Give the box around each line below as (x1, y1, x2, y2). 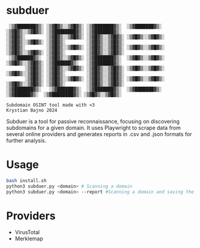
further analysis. (6, 137, 47, 144)
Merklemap (14, 235, 44, 243)
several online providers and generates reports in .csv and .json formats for (6, 130, 192, 138)
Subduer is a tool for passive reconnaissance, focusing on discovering (6, 117, 180, 125)
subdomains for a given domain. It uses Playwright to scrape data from (6, 124, 181, 131)
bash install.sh (6, 177, 47, 183)
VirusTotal (14, 229, 40, 236)
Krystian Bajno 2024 (6, 107, 58, 113)
